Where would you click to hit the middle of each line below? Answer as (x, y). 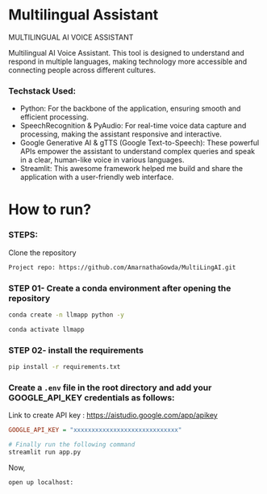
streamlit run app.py (45, 452)
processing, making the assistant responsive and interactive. (121, 134)
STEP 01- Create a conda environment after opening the (120, 288)
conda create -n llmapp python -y (67, 315)
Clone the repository (42, 253)
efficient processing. (54, 117)
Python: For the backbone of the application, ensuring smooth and (130, 109)
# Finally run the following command (72, 444)
